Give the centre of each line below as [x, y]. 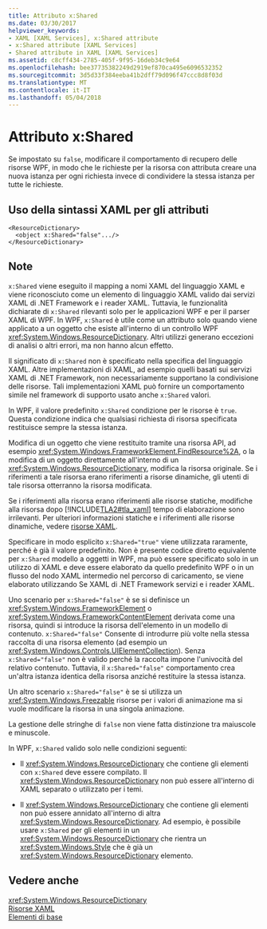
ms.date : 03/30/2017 [43, 23]
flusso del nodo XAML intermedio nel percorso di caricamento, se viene [126, 576]
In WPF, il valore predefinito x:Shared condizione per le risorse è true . [123, 410]
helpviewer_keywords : [44, 30]
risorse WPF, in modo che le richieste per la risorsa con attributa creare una [132, 168]
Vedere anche [44, 881]
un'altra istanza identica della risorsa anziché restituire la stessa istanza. [127, 676]
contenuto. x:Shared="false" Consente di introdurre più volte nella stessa [129, 633]
